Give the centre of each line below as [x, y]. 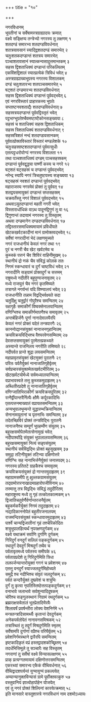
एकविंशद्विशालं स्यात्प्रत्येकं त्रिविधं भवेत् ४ [36, 73]
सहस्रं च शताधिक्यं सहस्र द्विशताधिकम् [34, 124]
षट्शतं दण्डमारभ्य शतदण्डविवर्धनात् [32, 90]
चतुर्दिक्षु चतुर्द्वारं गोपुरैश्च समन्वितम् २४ [34, 301]
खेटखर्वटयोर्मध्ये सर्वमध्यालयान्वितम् [32, 375]
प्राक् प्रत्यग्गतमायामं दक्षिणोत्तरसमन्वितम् [35, 660]
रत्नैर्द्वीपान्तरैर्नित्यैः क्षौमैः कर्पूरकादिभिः [33, 398]
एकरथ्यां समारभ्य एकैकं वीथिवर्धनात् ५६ [36, 665]
